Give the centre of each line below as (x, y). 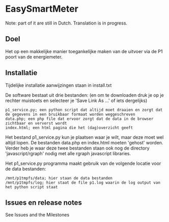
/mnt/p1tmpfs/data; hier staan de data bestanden (59, 178)
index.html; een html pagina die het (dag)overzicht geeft (69, 128)
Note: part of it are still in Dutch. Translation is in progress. (66, 23)
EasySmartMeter (42, 9)
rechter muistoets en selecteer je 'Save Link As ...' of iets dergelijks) (76, 101)
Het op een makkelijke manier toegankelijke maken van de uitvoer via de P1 (84, 51)
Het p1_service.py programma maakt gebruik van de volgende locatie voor (83, 163)
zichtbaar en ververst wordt (36, 123)
